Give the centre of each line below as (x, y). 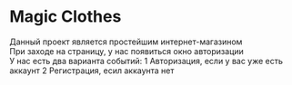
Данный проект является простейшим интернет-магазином (126, 42)
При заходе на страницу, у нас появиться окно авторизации (126, 51)
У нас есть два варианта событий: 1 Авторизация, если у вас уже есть (146, 61)
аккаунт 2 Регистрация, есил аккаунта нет (92, 71)
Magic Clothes (65, 17)
